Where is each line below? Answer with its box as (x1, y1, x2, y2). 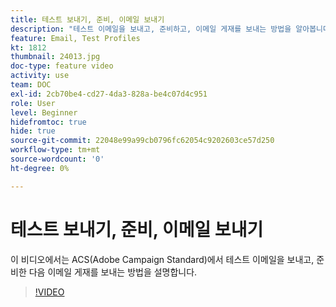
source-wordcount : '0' (10, 154, 105, 164)
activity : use (10, 71, 70, 81)
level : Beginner (10, 107, 78, 118)
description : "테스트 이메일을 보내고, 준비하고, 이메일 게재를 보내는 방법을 (10, 24, 292, 34)
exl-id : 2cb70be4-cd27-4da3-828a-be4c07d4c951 (10, 89, 208, 99)
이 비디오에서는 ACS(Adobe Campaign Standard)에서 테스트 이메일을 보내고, (10, 253, 315, 265)
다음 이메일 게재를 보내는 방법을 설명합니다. (28, 266, 198, 278)
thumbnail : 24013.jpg (10, 52, 101, 62)
